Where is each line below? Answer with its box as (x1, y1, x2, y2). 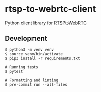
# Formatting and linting (5, 78, 58, 83)
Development (5, 34, 48, 43)
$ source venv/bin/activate (5, 51, 63, 56)
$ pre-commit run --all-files (5, 82, 67, 87)
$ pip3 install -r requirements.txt (5, 56, 80, 61)
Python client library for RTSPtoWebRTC (5, 20, 87, 26)
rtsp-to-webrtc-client (5, 3, 96, 15)
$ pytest (5, 69, 23, 74)
